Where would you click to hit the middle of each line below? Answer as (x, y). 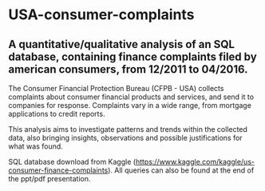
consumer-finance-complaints (58, 170)
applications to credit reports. (57, 114)
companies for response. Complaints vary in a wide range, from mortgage (130, 105)
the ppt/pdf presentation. (49, 179)
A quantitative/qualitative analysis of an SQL (122, 44)
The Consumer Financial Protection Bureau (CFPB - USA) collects (116, 88)
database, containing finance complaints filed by (132, 56)
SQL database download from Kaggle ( (72, 162)
